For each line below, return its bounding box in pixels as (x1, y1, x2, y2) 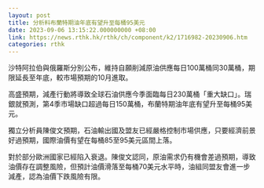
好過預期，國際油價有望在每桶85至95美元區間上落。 (8, 136, 177, 145)
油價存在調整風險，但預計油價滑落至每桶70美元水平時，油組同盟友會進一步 (8, 162, 251, 172)
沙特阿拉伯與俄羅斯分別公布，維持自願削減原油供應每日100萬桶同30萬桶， (8, 63, 249, 73)
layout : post (8, 11, 51, 20)
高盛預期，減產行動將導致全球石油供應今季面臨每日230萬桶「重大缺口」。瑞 (8, 89, 252, 99)
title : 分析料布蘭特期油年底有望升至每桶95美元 (8, 19, 145, 27)
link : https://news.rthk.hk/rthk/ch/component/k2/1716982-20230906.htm (8, 33, 247, 42)
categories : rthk (8, 41, 65, 49)
